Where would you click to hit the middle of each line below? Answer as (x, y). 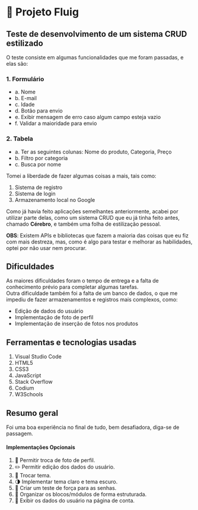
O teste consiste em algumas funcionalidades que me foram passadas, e (95, 57)
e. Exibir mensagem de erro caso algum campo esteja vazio (88, 117)
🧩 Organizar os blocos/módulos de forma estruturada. (81, 495)
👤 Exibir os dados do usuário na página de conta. (75, 501)
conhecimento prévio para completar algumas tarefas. (72, 287)
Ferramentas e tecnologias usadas (71, 342)
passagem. (20, 434)
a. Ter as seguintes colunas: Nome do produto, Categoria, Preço (93, 152)
